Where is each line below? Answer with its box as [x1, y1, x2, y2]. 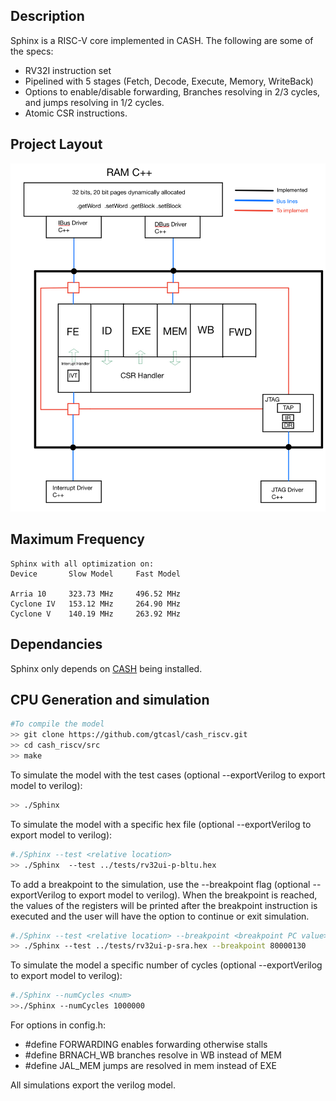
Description [10, 8, 85, 25]
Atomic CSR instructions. [24, 107, 128, 119]
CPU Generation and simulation [10, 691, 210, 708]
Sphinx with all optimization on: [10, 559, 155, 569]
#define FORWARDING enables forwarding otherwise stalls [24, 1039, 268, 1051]
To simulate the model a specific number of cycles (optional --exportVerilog [10, 959, 323, 971]
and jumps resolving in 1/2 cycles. [24, 96, 165, 108]
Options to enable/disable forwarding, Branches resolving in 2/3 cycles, [24, 85, 321, 98]
